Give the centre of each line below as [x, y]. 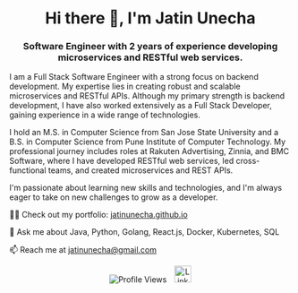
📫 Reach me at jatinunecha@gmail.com [83, 250]
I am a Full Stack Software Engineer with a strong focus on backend [134, 77]
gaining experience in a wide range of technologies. [105, 115]
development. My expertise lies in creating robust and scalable [125, 86]
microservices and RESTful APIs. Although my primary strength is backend [147, 96]
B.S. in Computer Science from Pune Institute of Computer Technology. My [148, 142]
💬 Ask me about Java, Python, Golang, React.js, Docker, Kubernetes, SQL [145, 232]
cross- [248, 161]
